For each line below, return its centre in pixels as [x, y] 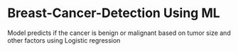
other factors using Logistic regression [64, 40]
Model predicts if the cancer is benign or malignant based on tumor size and [119, 33]
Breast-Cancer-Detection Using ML [114, 13]
